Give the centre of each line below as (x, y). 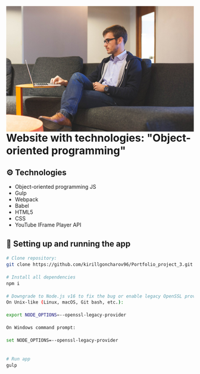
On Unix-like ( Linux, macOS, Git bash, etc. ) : (65, 302)
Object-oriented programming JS (55, 187)
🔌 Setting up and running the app (68, 243)
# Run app (18, 359)
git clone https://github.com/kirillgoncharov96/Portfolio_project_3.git (100, 265)
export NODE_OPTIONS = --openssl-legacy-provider (66, 315)
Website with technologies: (75, 138)
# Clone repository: (32, 258)
